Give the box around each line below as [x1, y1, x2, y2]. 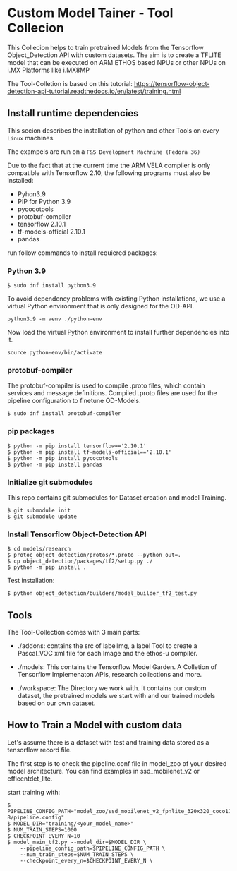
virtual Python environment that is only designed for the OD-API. [7, 302, 195, 311]
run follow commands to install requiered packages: [7, 248, 158, 257]
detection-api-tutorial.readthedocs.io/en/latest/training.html [7, 87, 181, 95]
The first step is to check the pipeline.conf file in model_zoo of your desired [7, 759, 227, 767]
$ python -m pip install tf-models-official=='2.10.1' [7, 448, 172, 456]
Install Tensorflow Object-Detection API [7, 529, 147, 539]
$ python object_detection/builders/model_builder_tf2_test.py [7, 590, 197, 597]
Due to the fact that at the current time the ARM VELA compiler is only [7, 161, 211, 169]
